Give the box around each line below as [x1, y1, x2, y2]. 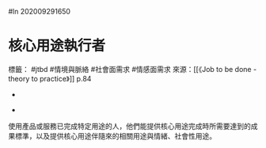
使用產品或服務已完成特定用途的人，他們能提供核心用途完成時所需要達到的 [8, 121, 251, 131]
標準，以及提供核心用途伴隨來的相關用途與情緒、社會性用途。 [14, 131, 216, 141]
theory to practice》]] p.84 [8, 74, 92, 83]
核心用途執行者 [8, 37, 106, 55]
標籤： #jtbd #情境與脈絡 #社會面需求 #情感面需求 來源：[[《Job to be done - [8, 64, 257, 74]
